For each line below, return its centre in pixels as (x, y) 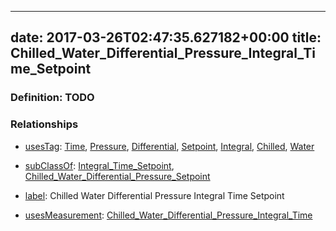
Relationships (44, 124)
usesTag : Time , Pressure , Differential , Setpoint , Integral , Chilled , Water (169, 146)
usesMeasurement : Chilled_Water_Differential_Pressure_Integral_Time (168, 215)
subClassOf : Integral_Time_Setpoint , (99, 165)
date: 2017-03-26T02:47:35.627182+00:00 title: (166, 37)
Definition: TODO (52, 98)
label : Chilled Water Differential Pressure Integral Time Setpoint (154, 195)
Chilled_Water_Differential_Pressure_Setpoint (117, 176)
